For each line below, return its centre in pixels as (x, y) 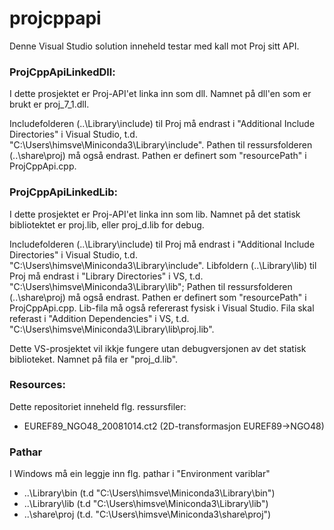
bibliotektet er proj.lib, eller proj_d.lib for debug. (107, 224)
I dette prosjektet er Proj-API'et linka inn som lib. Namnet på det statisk (155, 214)
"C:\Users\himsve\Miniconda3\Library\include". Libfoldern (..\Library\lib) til (163, 265)
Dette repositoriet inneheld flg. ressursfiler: (98, 406)
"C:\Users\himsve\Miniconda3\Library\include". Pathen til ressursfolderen (161, 145)
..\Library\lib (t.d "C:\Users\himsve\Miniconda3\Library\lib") (146, 504)
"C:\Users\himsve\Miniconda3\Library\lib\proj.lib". (112, 329)
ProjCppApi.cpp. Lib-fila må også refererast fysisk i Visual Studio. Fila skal (162, 308)
